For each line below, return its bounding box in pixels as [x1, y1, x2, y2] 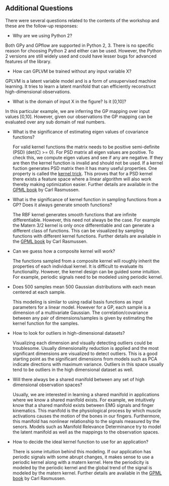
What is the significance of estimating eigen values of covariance [12, 129, 149, 135]
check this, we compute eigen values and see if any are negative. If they [12, 154, 163, 160]
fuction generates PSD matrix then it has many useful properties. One [12, 165, 157, 171]
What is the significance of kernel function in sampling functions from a [12, 196, 161, 202]
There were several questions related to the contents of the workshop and [5, 17, 160, 23]
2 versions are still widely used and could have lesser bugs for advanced [5, 53, 157, 59]
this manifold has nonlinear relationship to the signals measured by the [12, 418, 160, 424]
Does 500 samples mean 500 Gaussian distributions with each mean [12, 283, 156, 289]
